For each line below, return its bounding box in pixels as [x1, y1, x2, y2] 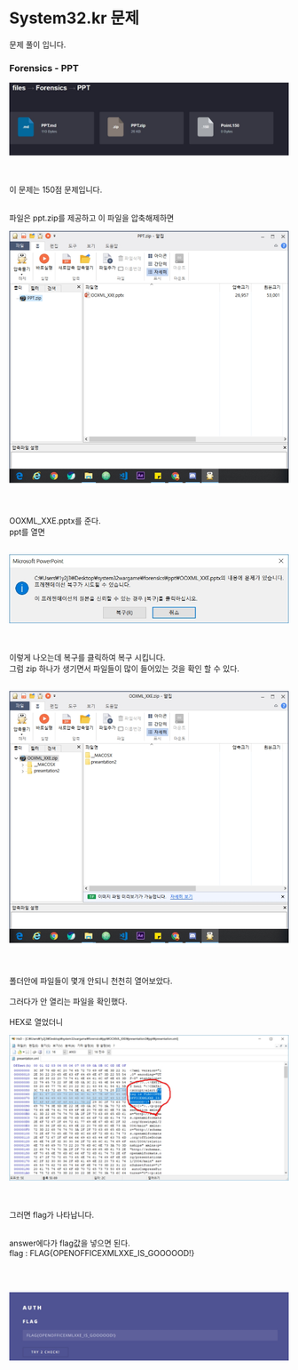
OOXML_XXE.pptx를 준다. [9, 516, 101, 526]
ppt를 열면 [9, 526, 46, 538]
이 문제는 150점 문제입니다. [9, 184, 103, 196]
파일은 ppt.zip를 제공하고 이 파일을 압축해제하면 [9, 212, 175, 223]
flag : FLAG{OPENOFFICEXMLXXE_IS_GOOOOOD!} [9, 1247, 195, 1258]
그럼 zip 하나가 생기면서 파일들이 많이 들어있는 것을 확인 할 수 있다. [9, 663, 239, 674]
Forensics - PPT [9, 61, 80, 74]
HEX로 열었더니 [9, 1016, 64, 1027]
